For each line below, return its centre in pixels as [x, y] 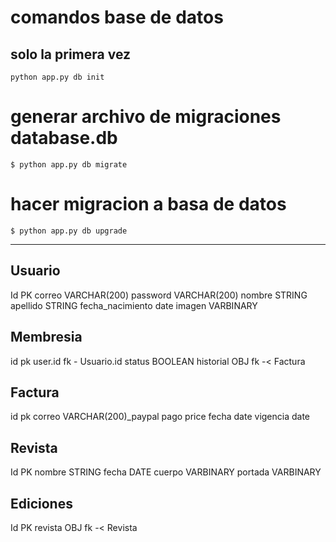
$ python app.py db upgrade [69, 231]
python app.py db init [57, 77]
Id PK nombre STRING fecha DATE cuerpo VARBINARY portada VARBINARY [166, 472]
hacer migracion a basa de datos [148, 204]
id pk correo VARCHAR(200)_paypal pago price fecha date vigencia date [160, 417]
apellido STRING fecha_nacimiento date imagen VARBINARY [134, 305]
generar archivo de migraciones [146, 117]
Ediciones [41, 503]
